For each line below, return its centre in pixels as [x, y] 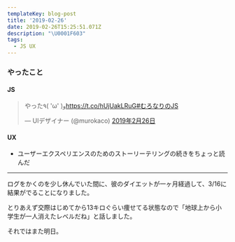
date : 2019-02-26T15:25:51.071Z [54, 27]
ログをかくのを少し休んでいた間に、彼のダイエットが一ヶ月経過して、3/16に [117, 184]
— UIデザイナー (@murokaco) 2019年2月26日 [90, 121]
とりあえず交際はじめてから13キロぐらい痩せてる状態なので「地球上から [112, 208]
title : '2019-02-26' [37, 20]
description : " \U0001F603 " [47, 33]
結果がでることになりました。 [50, 193]
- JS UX [25, 46]
